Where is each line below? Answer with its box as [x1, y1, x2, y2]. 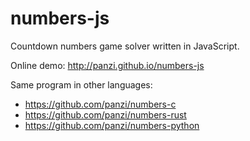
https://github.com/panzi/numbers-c [24, 98, 177, 110]
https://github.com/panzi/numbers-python [24, 119, 200, 131]
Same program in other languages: [10, 78, 153, 91]
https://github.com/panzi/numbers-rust [24, 108, 187, 121]
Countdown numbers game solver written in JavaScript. [10, 40, 240, 52]
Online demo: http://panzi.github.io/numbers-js [10, 59, 205, 71]
